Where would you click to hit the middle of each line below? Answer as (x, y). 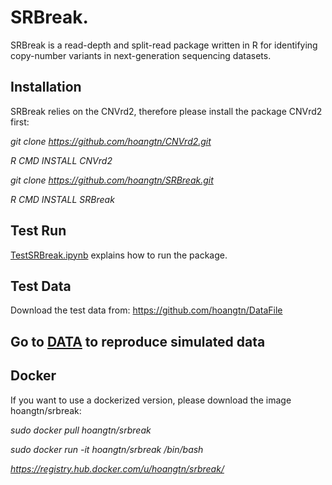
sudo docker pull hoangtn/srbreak (81, 430)
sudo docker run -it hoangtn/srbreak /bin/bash (107, 449)
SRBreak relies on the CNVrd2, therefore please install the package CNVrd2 (166, 111)
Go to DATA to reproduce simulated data (138, 341)
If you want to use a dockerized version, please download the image (151, 400)
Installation (46, 87)
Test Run (38, 231)
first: (20, 122)
